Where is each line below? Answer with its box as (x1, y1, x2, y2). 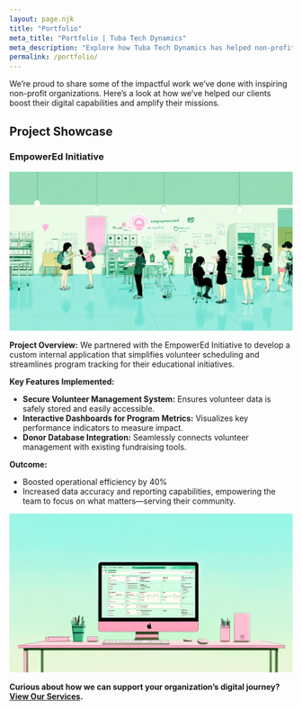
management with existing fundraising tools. (22, 441, 187, 452)
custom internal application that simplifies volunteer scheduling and (9, 349, 260, 360)
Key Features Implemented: (9, 376, 115, 387)
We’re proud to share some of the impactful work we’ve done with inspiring (9, 78, 288, 89)
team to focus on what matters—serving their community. (22, 496, 236, 506)
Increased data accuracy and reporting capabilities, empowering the (22, 486, 276, 496)
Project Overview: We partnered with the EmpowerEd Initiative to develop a (9, 339, 290, 350)
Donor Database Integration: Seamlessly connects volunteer (22, 432, 250, 442)
